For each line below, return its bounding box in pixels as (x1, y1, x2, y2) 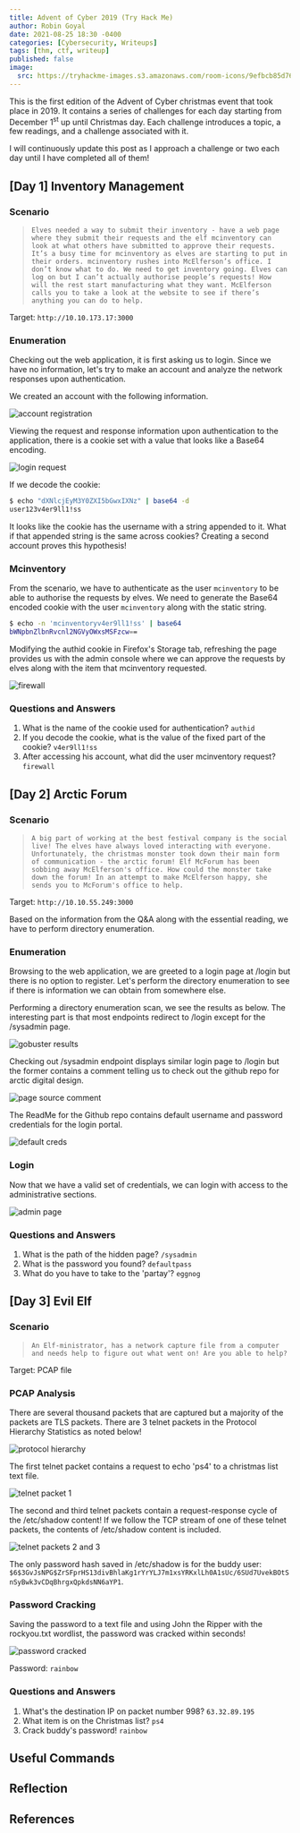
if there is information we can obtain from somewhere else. (9, 985, 226, 996)
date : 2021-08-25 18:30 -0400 (9, 30, 122, 38)
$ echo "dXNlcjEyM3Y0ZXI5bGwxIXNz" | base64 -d (9, 497, 190, 506)
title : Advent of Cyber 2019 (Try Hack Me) (9, 13, 174, 22)
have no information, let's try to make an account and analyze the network (9, 364, 283, 375)
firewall (21, 763, 55, 772)
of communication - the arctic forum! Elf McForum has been (30, 857, 260, 866)
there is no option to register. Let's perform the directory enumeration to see (9, 976, 290, 986)
